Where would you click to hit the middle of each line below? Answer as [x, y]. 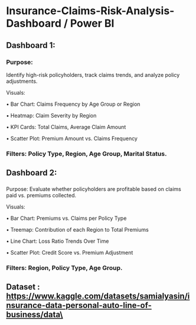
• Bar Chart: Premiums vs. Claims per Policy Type [66, 218]
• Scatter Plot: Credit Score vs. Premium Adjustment [70, 253]
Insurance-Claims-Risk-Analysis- [90, 11]
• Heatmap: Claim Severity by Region [51, 115]
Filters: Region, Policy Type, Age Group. [64, 268]
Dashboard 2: [32, 173]
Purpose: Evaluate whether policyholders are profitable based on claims [94, 189]
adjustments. [22, 81]
